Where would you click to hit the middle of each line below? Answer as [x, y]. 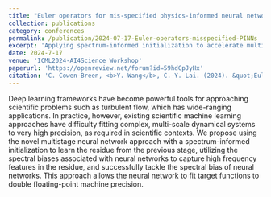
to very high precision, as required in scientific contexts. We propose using [133, 133]
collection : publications [52, 23]
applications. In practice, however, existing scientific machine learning [125, 115]
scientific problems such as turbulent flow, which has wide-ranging [120, 107]
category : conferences [46, 31]
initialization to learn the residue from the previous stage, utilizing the [123, 150]
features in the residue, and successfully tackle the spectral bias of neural [131, 166]
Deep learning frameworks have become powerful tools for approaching [128, 98]
